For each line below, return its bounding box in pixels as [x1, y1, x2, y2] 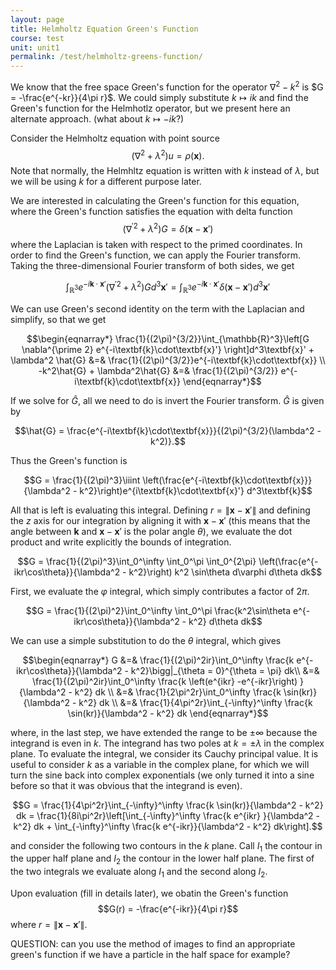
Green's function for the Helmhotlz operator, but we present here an [10, 102, 291, 114]
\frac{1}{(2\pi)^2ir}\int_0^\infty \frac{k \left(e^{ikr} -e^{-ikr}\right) [31, 675, 298, 687]
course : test [10, 33, 65, 43]
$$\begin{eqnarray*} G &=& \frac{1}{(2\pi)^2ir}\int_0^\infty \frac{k [22, 654, 295, 666]
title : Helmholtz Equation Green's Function [10, 24, 199, 34]
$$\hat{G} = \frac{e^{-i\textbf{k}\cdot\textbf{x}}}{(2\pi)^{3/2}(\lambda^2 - [14, 424, 322, 436]
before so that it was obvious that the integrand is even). [10, 779, 243, 791]
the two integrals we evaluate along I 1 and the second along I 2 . [10, 866, 268, 880]
